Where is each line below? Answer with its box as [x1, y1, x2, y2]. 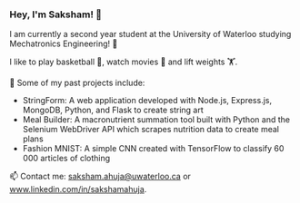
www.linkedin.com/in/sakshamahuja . [9, 184, 147, 195]
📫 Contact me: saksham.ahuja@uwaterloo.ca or [9, 171, 191, 182]
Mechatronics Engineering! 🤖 [9, 38, 118, 49]
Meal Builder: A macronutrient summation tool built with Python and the [22, 114, 291, 125]
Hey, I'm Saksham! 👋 [9, 8, 103, 21]
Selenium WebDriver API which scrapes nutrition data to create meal [22, 124, 280, 135]
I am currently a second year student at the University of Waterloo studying [9, 29, 292, 40]
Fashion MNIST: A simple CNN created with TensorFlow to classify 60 [22, 143, 285, 154]
